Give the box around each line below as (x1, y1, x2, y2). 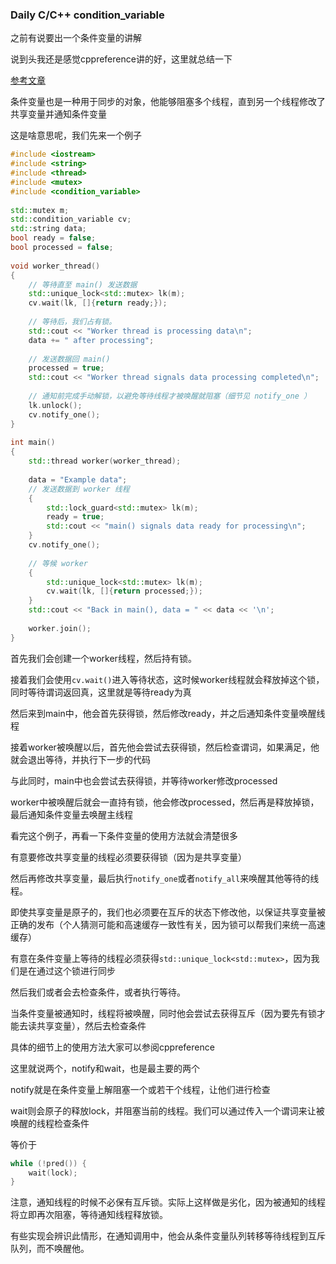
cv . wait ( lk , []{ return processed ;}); (46, 586, 203, 597)
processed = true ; (28, 363, 105, 373)
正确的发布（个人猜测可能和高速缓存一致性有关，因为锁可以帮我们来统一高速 (10, 918, 326, 930)
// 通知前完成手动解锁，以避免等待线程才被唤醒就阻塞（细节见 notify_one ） (28, 391, 312, 402)
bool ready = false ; (10, 233, 97, 243)
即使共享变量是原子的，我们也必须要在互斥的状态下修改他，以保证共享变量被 (10, 906, 326, 918)
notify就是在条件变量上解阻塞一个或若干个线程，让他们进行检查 (10, 1083, 271, 1095)
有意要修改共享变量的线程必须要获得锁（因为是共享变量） (10, 851, 247, 863)
